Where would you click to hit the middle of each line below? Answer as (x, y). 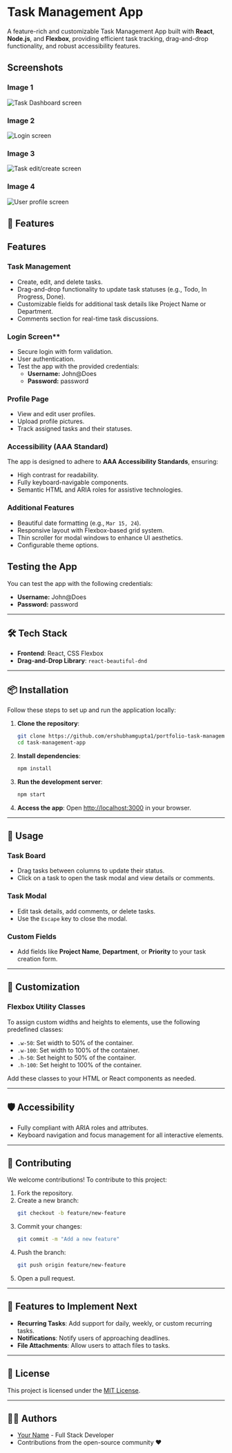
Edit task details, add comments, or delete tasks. (86, 911)
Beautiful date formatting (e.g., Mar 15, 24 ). (79, 523)
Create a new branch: (48, 1201)
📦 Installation (38, 690)
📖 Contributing (39, 1163)
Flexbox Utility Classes (46, 1007)
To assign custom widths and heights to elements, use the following (104, 1022)
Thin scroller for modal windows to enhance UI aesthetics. (100, 537)
